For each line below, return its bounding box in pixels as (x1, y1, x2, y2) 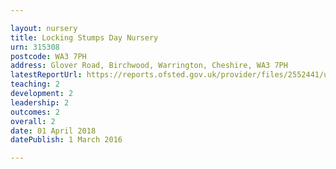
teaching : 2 (10, 79, 60, 90)
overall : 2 (10, 116, 56, 126)
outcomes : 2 (10, 107, 60, 117)
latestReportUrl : (10, 70, 83, 80)
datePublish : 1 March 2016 (10, 135, 123, 145)
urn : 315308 (10, 42, 60, 52)
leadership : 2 (10, 97, 70, 108)
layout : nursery (10, 23, 78, 33)
